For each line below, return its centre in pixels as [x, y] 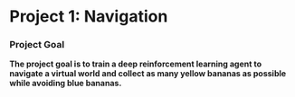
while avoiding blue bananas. [66, 84]
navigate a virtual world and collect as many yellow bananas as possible [148, 74]
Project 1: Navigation [89, 17]
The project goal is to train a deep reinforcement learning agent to [136, 64]
